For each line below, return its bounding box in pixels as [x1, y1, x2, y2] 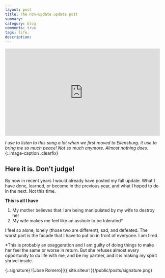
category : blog [5, 21, 36, 26]
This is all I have [5, 198, 38, 204]
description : [5, 35, 32, 40]
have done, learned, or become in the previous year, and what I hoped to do [5, 183, 159, 189]
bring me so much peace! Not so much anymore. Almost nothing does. [5, 145, 149, 151]
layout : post [5, 7, 32, 12]
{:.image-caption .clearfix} [5, 150, 59, 156]
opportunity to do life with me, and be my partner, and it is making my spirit [5, 252, 157, 259]
